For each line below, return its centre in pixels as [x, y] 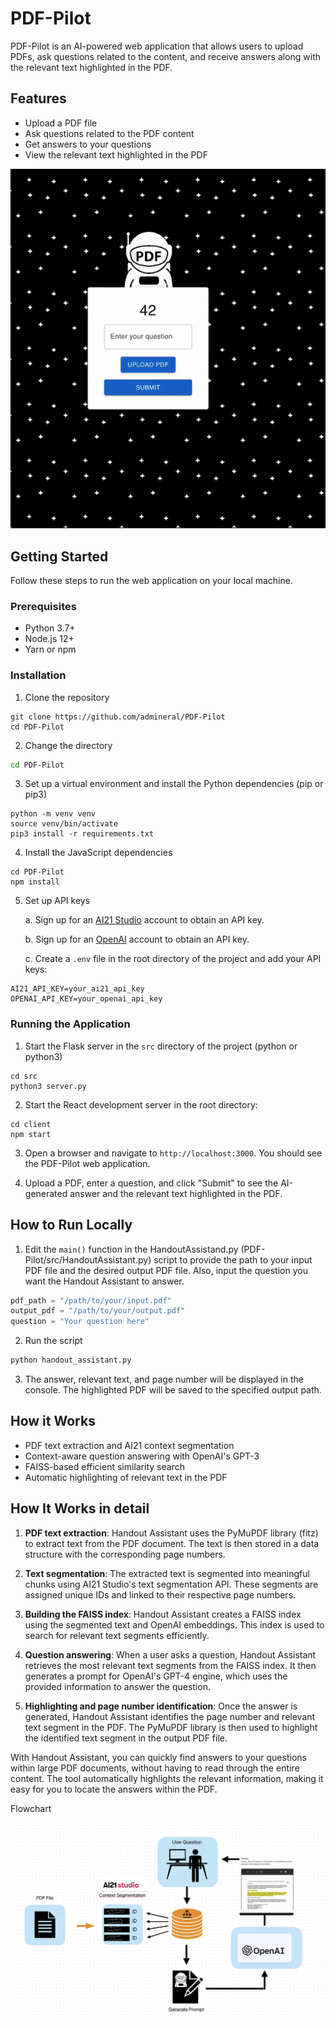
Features [38, 98]
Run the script [53, 1341]
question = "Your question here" [80, 1322]
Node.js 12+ [49, 639]
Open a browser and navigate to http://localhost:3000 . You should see [173, 1153]
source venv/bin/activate [64, 824]
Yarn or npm [50, 649]
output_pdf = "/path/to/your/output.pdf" [98, 1311]
